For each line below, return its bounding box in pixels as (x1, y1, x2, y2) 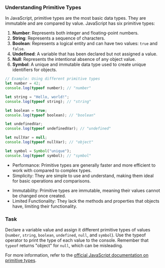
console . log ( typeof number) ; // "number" (5, 86, 92, 90)
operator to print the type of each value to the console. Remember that (5, 237, 149, 243)
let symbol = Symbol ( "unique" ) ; (5, 148, 71, 153)
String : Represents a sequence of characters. (12, 35, 105, 41)
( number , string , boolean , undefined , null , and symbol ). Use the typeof (5, 232, 146, 238)
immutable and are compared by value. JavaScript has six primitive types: (5, 20, 155, 26)
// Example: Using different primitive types (5, 76, 100, 82)
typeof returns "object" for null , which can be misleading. (5, 242, 123, 248)
